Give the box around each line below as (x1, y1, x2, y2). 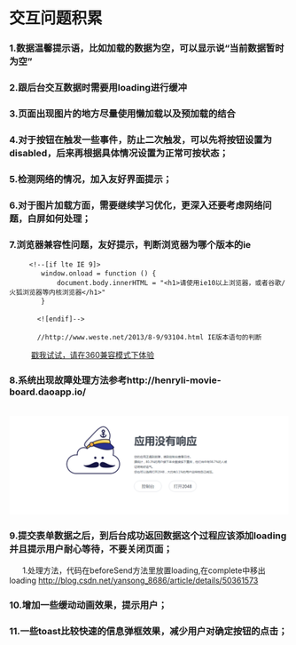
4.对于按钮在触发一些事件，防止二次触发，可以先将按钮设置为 (9, 133, 273, 146)
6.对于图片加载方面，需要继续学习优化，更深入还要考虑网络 (9, 199, 263, 211)
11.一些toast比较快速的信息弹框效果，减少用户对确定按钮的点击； (9, 625, 288, 637)
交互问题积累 (9, 8, 104, 28)
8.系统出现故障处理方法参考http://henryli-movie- (9, 374, 222, 386)
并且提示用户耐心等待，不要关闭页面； (9, 543, 173, 555)
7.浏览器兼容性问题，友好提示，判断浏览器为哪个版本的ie (9, 238, 252, 251)
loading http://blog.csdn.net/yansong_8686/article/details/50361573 (9, 575, 259, 585)
